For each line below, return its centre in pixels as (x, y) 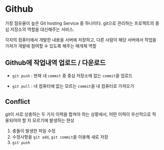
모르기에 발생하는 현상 (53, 120)
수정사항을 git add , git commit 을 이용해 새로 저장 (60, 137)
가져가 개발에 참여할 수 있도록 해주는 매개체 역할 (51, 46)
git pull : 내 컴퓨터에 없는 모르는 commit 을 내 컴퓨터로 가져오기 (73, 86)
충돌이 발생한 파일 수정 (34, 130)
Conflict (18, 102)
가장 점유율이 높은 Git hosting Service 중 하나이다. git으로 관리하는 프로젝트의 (80, 23)
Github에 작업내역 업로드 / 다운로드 (56, 63)
